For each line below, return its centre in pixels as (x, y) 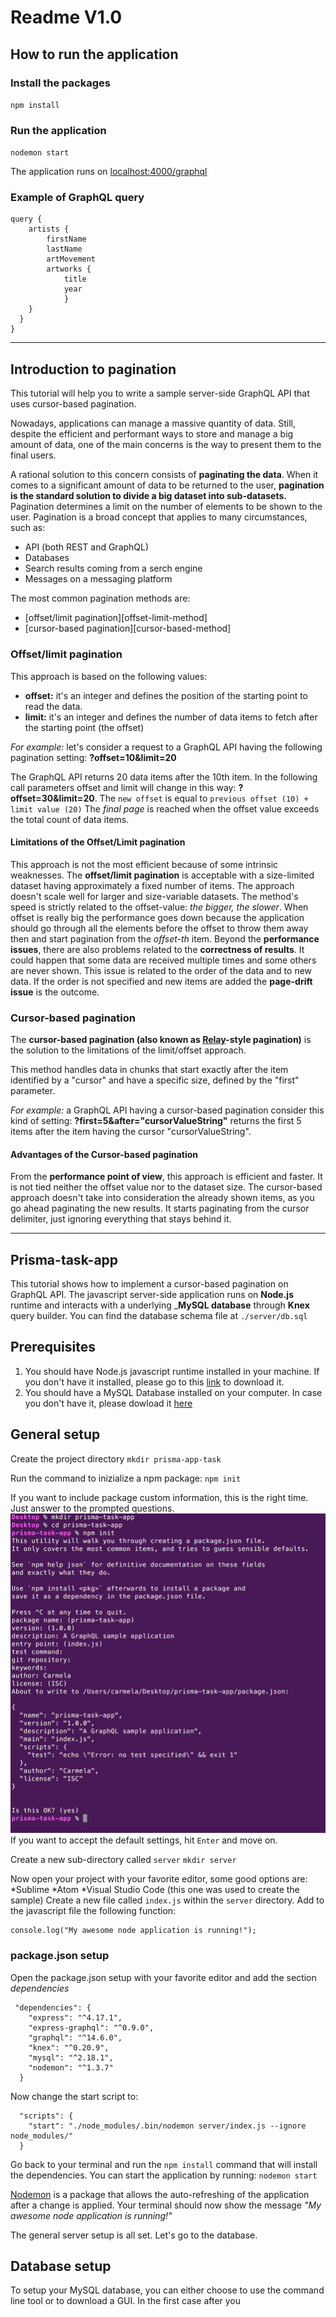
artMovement (71, 259)
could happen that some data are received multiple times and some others (163, 960)
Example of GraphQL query (77, 198)
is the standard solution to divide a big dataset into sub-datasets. (148, 496)
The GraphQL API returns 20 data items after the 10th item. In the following (164, 777)
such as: (28, 528)
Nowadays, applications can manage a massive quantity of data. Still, (153, 423)
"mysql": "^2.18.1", (71, 2057)
